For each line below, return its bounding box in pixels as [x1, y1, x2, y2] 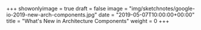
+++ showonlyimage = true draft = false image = [6, 5, 128, 12]
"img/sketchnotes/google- [129, 5, 196, 12]
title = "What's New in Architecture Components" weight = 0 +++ [6, 18, 169, 24]
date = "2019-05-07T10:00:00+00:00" [98, 11, 195, 18]
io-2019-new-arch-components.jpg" [6, 11, 97, 18]
